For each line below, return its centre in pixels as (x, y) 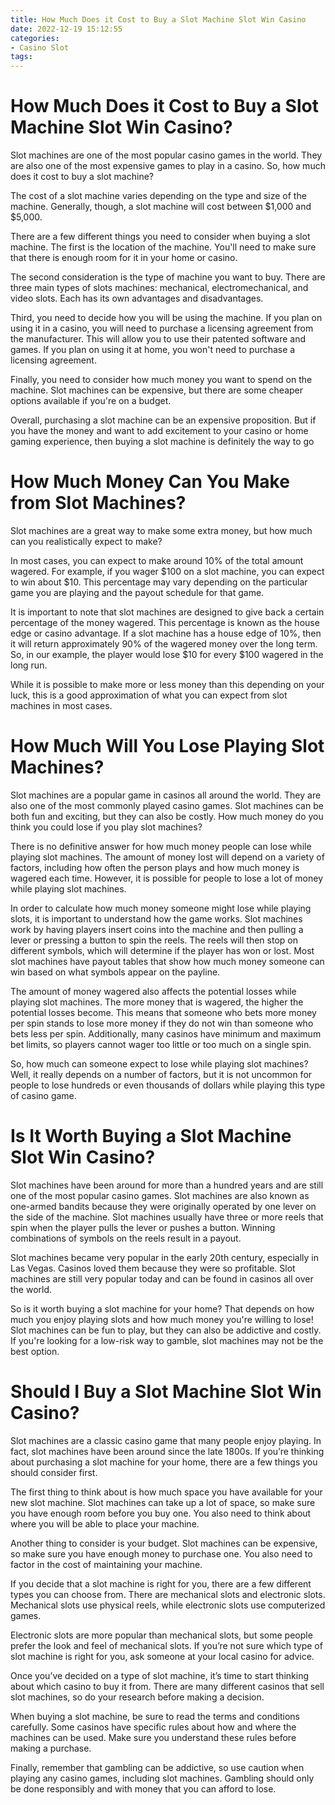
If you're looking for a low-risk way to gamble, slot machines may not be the (167, 1340)
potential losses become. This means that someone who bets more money (163, 1012)
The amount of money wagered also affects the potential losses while (153, 991)
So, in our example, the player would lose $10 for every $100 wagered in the (167, 654)
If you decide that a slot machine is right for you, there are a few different (161, 1583)
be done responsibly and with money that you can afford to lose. (143, 1788)
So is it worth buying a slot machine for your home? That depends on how (162, 1308)
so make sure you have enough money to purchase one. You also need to (161, 1553)
